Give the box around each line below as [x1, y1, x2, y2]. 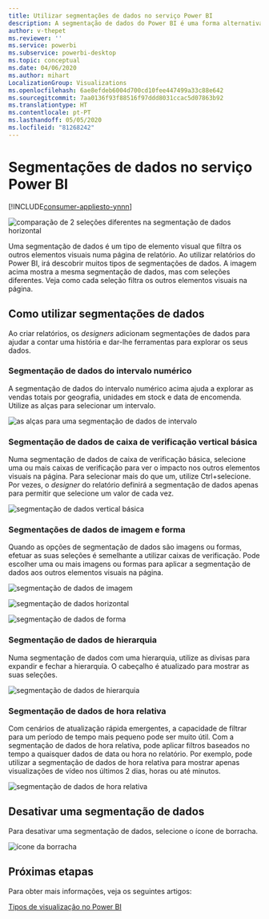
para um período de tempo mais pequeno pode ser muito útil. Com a [8, 731, 234, 742]
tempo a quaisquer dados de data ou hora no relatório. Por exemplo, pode [8, 749, 253, 759]
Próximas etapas [8, 865, 94, 879]
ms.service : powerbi [8, 42, 78, 50]
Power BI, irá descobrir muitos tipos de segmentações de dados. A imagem [8, 258, 257, 268]
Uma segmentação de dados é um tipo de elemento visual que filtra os [8, 241, 242, 251]
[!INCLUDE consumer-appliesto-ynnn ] [8, 201, 132, 211]
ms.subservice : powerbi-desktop [8, 49, 116, 57]
